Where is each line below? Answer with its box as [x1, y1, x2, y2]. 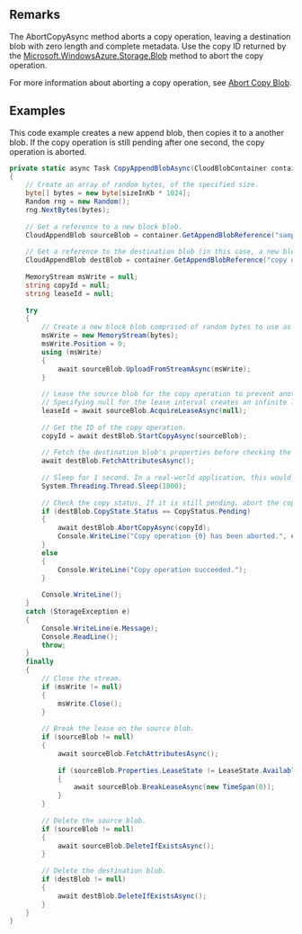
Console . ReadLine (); [41, 632, 119, 642]
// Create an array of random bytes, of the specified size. [25, 180, 259, 190]
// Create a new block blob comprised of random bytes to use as [41, 323, 292, 332]
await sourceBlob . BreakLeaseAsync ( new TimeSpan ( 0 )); [73, 783, 276, 792]
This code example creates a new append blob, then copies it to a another [9, 127, 285, 138]
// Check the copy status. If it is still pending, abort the [41, 498, 280, 507]
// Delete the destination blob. [41, 867, 167, 876]
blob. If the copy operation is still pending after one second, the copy [9, 137, 265, 148]
